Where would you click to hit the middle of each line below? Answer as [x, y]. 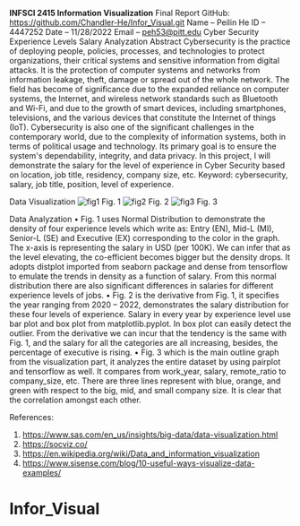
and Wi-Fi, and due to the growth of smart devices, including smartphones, [148, 108]
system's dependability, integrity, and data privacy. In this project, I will [140, 155]
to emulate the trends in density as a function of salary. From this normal [143, 276]
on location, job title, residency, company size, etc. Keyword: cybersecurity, [149, 175]
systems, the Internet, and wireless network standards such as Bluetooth [144, 99]
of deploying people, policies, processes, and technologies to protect [137, 51]
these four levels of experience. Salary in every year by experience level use [150, 314]
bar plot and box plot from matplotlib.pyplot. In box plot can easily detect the [150, 323]
